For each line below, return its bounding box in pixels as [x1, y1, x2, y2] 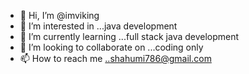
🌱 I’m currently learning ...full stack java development [19, 31, 240, 42]
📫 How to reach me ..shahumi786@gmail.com [19, 53, 212, 64]
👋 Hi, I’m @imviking [19, 10, 100, 21]
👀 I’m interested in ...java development [19, 20, 178, 32]
